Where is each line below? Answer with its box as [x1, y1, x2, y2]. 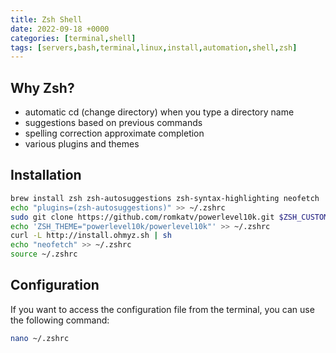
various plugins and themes [24, 138, 140, 150]
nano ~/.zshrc [10, 333, 70, 343]
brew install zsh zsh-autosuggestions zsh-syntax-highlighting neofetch [10, 193, 320, 203]
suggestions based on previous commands [24, 117, 203, 129]
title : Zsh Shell [10, 14, 83, 25]
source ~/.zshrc [10, 249, 78, 260]
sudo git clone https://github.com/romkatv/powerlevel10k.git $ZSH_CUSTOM [10, 212, 329, 222]
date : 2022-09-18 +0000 [10, 24, 110, 34]
